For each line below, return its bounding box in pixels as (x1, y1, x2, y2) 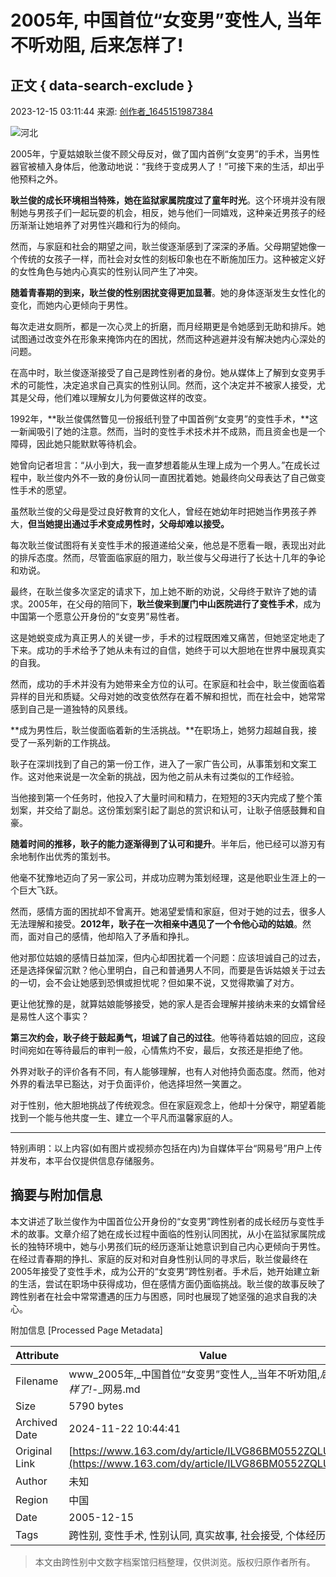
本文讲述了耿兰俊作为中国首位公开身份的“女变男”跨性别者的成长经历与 (10, 1215, 299, 1227)
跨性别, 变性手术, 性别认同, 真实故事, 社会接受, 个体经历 (68, 1528, 327, 1542)
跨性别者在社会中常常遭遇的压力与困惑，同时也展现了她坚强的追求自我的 (10, 1290, 308, 1302)
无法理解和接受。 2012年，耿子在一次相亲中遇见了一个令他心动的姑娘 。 (10, 918, 303, 930)
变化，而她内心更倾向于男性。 (10, 299, 133, 311)
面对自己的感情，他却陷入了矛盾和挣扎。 (27, 931, 195, 942)
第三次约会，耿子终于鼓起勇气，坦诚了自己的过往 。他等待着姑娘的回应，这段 (10, 1032, 326, 1043)
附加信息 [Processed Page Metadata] (10, 1324, 163, 1336)
